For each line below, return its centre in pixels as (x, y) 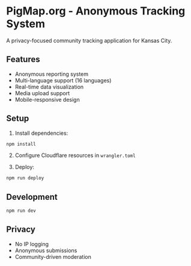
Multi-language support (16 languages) (63, 80)
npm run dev (21, 211)
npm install (21, 144)
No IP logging (32, 244)
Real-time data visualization (49, 87)
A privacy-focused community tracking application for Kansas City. (89, 40)
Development (32, 197)
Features (23, 59)
